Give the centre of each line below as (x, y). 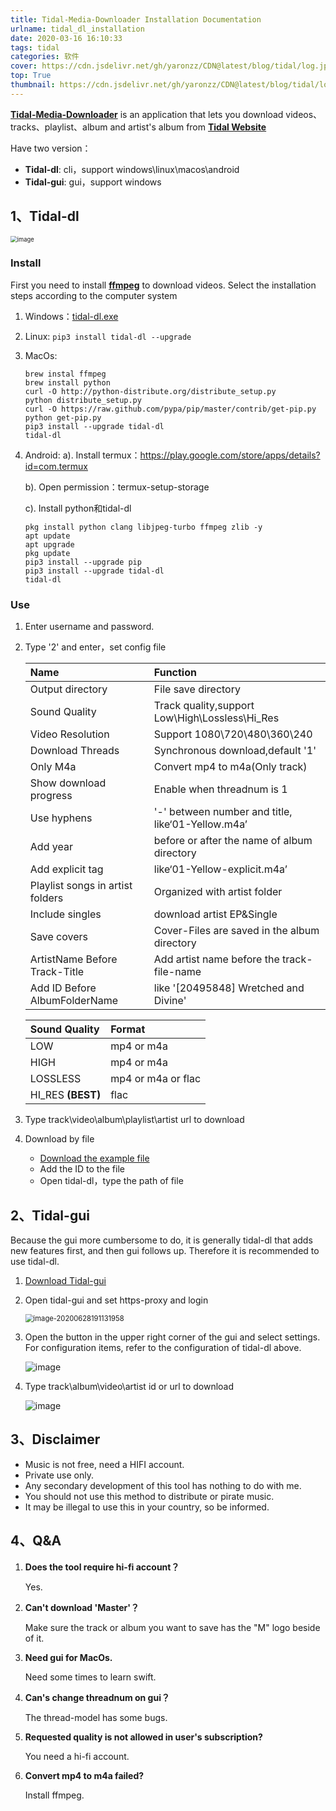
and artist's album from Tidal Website (188, 127)
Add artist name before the (216, 959)
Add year (51, 847)
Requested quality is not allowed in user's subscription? (143, 1737)
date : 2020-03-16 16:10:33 (66, 38)
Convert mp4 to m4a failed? (84, 1775)
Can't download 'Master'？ (82, 1607)
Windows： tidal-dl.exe (71, 316)
